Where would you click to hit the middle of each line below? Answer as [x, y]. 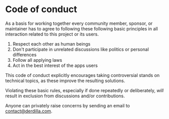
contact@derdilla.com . [29, 111]
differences [25, 55]
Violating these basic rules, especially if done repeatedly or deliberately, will [85, 90]
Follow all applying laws [37, 60]
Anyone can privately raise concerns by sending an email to [68, 105]
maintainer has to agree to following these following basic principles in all [82, 28]
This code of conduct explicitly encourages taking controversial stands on [82, 75]
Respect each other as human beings [51, 44]
